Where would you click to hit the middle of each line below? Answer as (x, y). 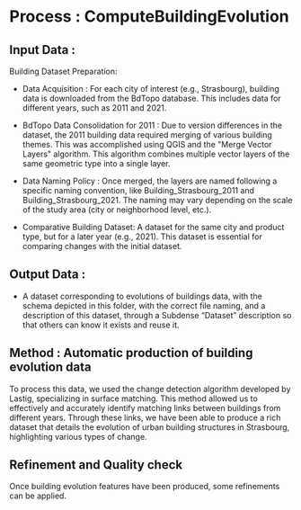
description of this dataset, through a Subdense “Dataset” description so (157, 315)
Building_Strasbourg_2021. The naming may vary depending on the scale (157, 200)
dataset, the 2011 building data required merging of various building (147, 135)
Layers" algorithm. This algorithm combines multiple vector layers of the (156, 154)
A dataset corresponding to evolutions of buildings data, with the (142, 296)
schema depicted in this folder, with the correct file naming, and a (144, 305)
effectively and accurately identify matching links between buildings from (145, 407)
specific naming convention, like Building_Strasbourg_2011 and (138, 190)
